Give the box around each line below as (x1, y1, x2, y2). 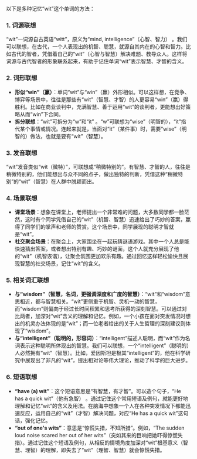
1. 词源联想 (6, 21, 36, 29)
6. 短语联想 (6, 373, 38, 381)
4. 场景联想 (6, 194, 38, 202)
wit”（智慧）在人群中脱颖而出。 (21, 178, 97, 185)
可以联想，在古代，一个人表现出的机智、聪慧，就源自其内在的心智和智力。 (6, 43, 186, 50)
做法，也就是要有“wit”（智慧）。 (30, 132, 107, 139)
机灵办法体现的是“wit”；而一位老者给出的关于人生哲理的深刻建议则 (25, 320, 186, 327)
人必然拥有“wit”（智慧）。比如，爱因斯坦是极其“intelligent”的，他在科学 (14, 350, 186, 357)
